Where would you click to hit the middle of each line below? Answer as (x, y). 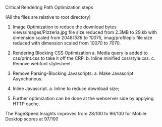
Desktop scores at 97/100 (32, 119)
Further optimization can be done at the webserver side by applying (83, 98)
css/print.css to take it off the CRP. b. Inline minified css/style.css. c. (84, 58)
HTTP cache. (26, 104)
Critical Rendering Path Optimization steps (49, 7)
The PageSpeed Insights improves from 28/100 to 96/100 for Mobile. (76, 114)
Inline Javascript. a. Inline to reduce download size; (66, 89)
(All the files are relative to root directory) (48, 17)
